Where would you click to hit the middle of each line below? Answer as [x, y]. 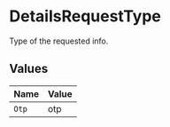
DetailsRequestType [85, 16]
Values [29, 69]
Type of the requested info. [59, 41]
